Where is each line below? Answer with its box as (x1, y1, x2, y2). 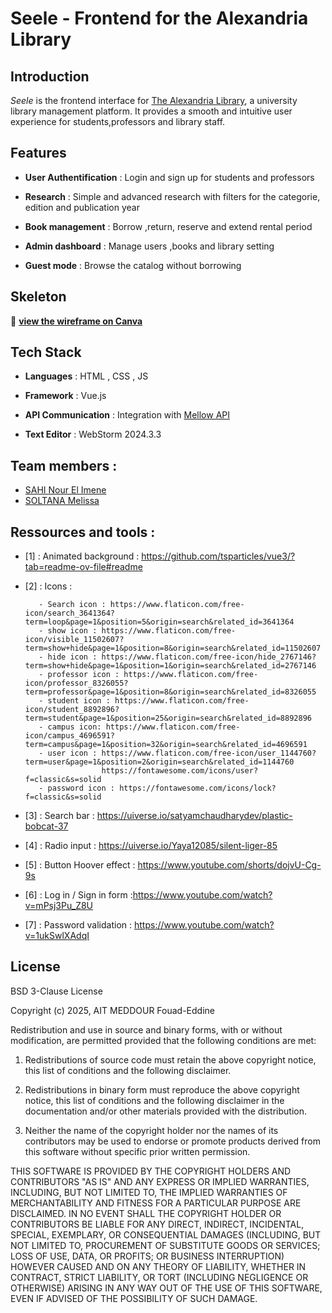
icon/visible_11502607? (24, 635, 125, 645)
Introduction (10, 68, 90, 85)
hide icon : (47, 652, 98, 662)
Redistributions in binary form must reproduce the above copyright (24, 1083, 300, 1096)
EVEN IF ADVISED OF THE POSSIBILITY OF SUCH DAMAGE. (10, 1292, 258, 1304)
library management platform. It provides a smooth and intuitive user (10, 105, 293, 117)
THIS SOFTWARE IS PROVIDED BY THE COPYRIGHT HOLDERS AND (10, 1165, 292, 1177)
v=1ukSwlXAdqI (24, 930, 90, 942)
